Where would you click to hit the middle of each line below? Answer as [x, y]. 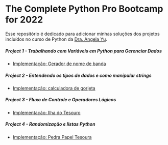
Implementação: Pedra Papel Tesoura [52, 137]
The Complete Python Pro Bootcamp [84, 9]
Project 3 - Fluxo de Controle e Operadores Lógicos [61, 100]
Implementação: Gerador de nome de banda [59, 64]
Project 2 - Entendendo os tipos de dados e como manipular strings [78, 75]
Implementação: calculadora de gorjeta [54, 88]
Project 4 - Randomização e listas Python [50, 124]
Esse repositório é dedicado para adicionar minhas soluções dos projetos [82, 34]
